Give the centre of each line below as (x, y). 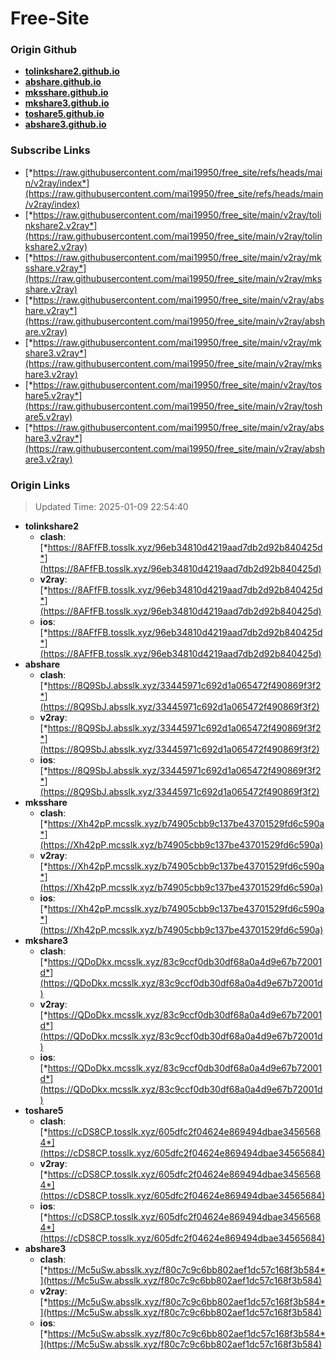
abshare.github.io (63, 82)
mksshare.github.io (66, 93)
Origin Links (40, 485)
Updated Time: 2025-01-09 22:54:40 (111, 507)
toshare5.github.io (64, 114)
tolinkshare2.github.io (72, 71)
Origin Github (44, 50)
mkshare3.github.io (67, 103)
